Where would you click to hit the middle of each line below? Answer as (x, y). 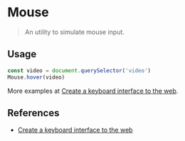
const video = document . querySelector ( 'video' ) (79, 70)
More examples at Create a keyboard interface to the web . (93, 91)
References (33, 113)
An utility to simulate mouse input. (74, 32)
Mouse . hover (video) (36, 77)
